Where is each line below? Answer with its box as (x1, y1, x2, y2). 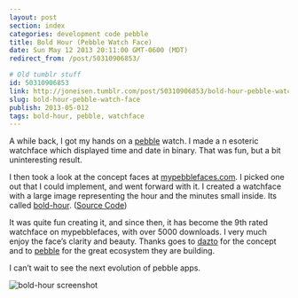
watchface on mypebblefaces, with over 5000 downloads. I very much (9, 227, 268, 238)
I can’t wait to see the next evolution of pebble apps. (9, 263, 201, 273)
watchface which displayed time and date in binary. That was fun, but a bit (9, 145, 281, 156)
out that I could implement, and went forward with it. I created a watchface (9, 181, 282, 192)
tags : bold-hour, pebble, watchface (9, 112, 145, 121)
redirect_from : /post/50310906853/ (9, 54, 141, 63)
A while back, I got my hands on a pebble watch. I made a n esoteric (9, 136, 259, 146)
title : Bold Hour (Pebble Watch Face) (9, 37, 153, 47)
